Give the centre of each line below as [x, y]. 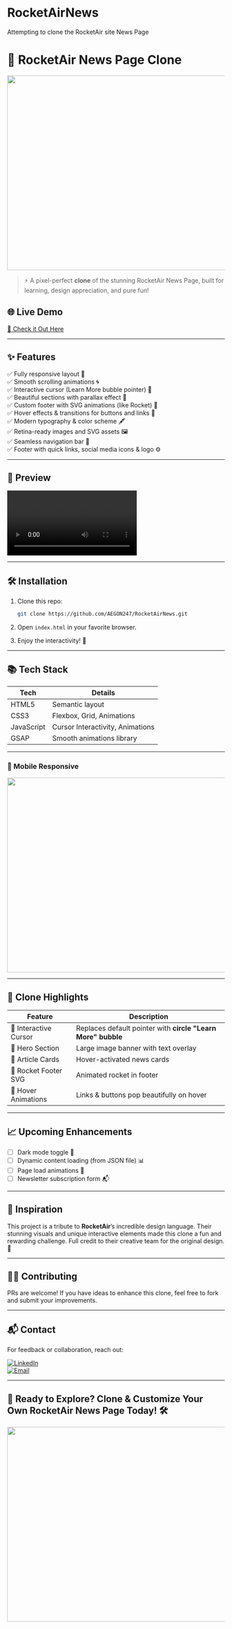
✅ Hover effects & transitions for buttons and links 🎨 [81, 413]
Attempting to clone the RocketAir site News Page [78, 32]
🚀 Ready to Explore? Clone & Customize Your [105, 1399]
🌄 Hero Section [35, 1048]
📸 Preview [29, 478]
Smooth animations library [95, 738]
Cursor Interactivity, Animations [104, 727]
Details [103, 693]
